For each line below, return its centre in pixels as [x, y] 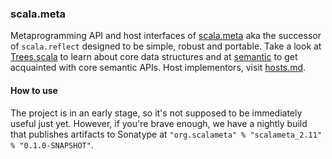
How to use [34, 90]
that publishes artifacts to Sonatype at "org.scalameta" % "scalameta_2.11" [166, 134]
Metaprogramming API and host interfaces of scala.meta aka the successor [166, 36]
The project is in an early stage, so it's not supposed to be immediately [156, 113]
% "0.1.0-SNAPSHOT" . [52, 144]
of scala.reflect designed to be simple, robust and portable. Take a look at [166, 46]
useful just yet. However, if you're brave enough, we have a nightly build [159, 123]
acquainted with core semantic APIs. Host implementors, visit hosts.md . [158, 68]
